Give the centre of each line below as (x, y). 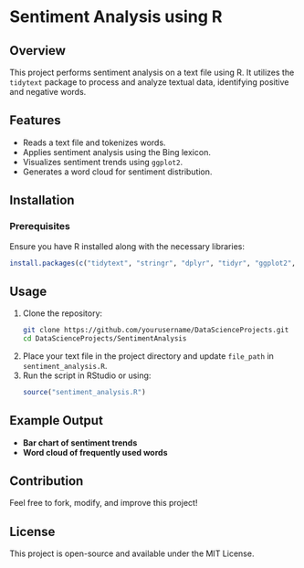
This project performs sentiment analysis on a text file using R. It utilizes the (152, 72)
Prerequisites (40, 226)
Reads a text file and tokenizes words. (94, 142)
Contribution (47, 481)
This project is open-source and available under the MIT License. (132, 553)
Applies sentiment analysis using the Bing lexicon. (117, 152)
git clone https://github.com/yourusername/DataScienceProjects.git (156, 331)
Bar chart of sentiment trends (80, 442)
